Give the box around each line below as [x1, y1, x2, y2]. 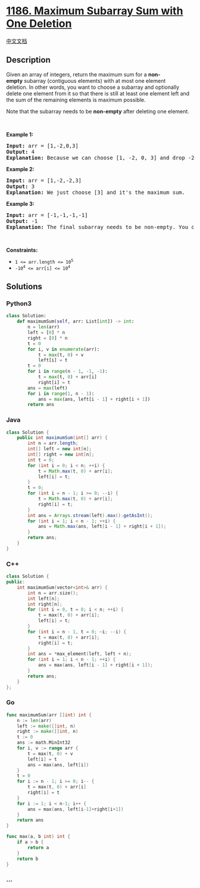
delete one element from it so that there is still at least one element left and [6, 89, 190, 97]
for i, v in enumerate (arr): [27, 346, 100, 352]
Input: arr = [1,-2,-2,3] [6, 177, 82, 184]
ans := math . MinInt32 [17, 740, 70, 746]
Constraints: [6, 246, 38, 253]
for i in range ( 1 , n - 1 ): [27, 391, 95, 397]
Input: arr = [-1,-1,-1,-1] [6, 212, 88, 218]
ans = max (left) [27, 385, 68, 391]
